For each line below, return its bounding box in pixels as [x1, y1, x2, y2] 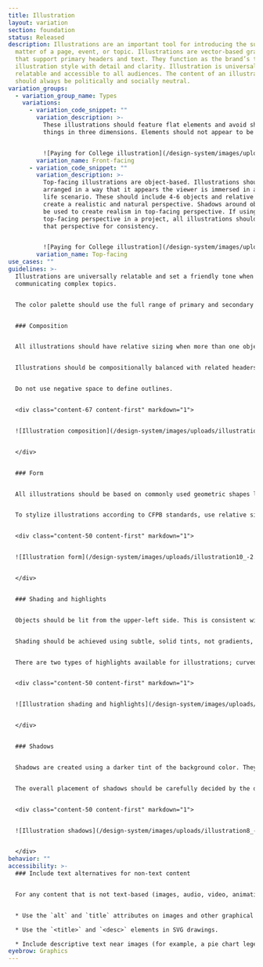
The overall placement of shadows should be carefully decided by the [15, 784, 250, 793]
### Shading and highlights [15, 595, 107, 603]
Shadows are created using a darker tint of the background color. [15, 763, 240, 772]
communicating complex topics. [15, 279, 117, 287]
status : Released [8, 33, 65, 42]
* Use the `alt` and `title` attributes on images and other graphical [15, 911, 254, 919]
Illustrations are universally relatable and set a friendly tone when [15, 272, 254, 280]
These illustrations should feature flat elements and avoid [42, 121, 247, 129]
